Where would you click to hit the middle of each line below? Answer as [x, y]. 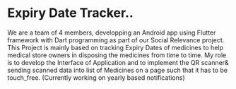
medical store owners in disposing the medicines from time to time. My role [117, 55]
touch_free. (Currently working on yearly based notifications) [96, 77]
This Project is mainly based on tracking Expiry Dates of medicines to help [116, 47]
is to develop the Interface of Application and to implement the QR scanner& [118, 62]
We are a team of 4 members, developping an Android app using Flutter [112, 32]
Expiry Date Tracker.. [71, 13]
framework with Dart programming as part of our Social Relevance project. [116, 40]
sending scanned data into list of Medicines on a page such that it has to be [118, 70]
